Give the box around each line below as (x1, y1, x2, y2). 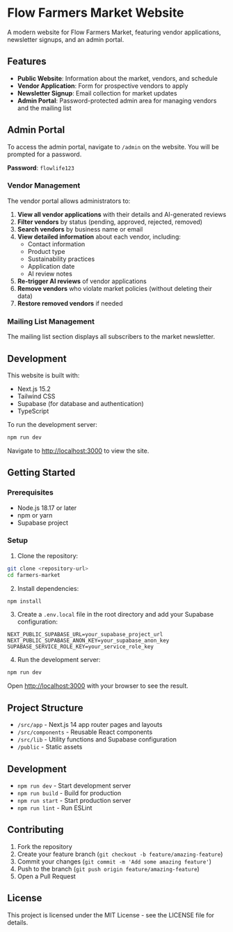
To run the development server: (7, 420, 97, 428)
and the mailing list (17, 103, 72, 112)
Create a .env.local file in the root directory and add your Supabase (17, 610, 214, 619)
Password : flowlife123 (7, 163, 74, 172)
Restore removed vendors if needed (17, 299, 123, 308)
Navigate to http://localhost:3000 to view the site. (7, 446, 150, 455)
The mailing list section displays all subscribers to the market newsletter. (7, 333, 216, 341)
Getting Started (7, 467, 76, 479)
